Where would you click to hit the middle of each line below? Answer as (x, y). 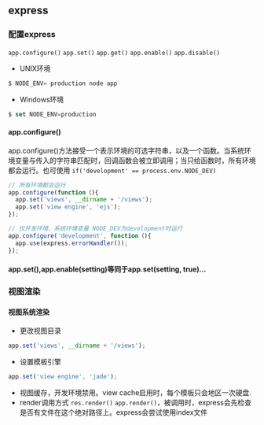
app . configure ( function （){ (53, 192)
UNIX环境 (35, 68)
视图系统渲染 (29, 312)
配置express (32, 35)
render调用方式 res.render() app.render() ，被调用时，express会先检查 (136, 402)
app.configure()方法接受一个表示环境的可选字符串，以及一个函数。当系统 (126, 150)
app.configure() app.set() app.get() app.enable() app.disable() (114, 53)
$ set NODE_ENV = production (52, 114)
